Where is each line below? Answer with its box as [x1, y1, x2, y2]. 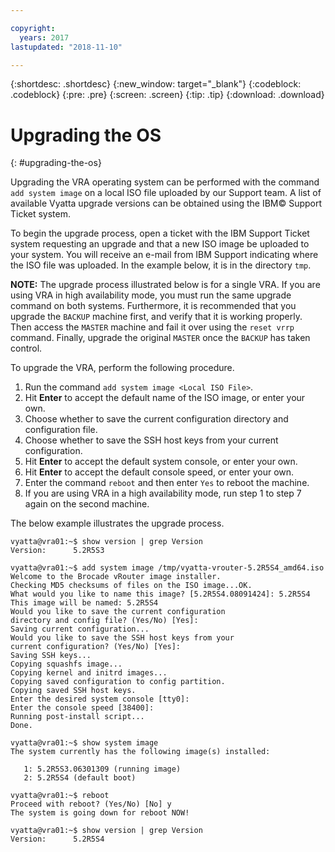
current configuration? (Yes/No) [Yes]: [10, 642, 182, 652]
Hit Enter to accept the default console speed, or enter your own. [24, 466, 295, 478]
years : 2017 [19, 32, 70, 43]
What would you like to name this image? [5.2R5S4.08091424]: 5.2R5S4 [10, 589, 311, 600]
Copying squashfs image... [10, 659, 123, 670]
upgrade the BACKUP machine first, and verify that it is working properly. [10, 311, 303, 323]
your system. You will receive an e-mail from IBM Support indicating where [10, 249, 319, 261]
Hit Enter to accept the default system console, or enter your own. [24, 456, 298, 468]
